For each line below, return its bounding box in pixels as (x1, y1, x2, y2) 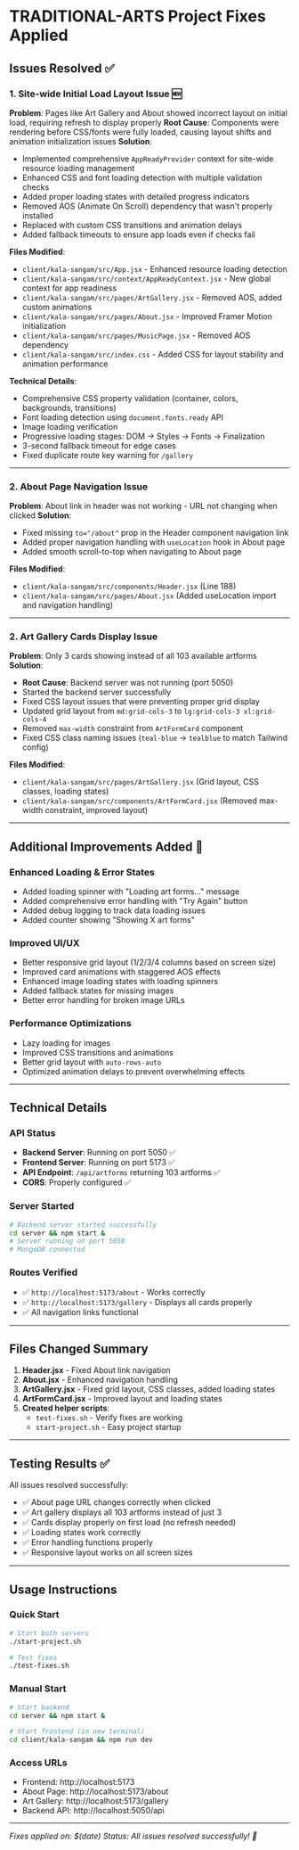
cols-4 (21, 715, 47, 724)
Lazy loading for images (21, 1037, 111, 1048)
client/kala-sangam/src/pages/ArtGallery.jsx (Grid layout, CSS (21, 777, 260, 787)
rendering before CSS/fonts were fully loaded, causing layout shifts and (9, 127, 271, 137)
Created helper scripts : (21, 1402, 109, 1414)
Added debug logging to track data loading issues (21, 905, 206, 916)
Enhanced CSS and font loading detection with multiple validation (21, 172, 263, 183)
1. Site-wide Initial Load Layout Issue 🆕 (9, 87, 182, 100)
